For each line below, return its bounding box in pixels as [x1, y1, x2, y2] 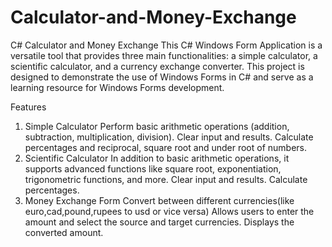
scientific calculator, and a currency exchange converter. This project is [10, 60, 305, 72]
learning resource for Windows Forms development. [10, 81, 225, 93]
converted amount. [24, 226, 104, 238]
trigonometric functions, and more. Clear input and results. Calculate [24, 173, 308, 185]
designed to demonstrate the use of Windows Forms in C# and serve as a [10, 71, 314, 83]
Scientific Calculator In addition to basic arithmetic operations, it [24, 152, 290, 164]
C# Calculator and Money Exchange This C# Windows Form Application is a [10, 39, 323, 51]
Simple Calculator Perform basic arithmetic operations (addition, [24, 120, 290, 132]
